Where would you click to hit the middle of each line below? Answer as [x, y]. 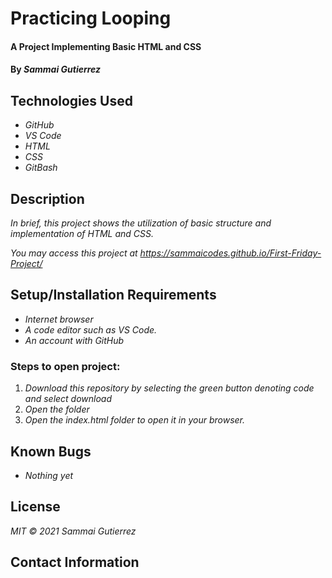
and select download [68, 399]
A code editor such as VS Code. [91, 329]
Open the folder [57, 409]
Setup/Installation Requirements [113, 295]
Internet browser [59, 319]
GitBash [41, 168]
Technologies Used [71, 100]
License [35, 507]
